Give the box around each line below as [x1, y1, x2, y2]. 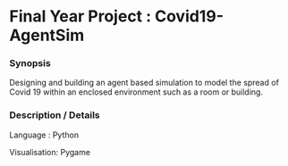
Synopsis [9, 57, 51, 70]
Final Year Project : [9, 6, 152, 27]
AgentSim [9, 25, 85, 46]
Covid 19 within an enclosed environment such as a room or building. [9, 87, 264, 97]
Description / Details [9, 109, 100, 121]
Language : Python [9, 129, 79, 140]
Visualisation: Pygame [9, 146, 91, 157]
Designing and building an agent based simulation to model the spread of [9, 78, 280, 88]
